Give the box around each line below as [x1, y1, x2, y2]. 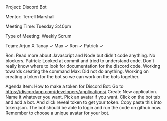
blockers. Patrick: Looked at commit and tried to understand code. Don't [5, 58, 154, 64]
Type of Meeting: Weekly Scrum [5, 33, 72, 39]
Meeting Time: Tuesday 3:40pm [5, 23, 71, 29]
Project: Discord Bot [5, 4, 47, 10]
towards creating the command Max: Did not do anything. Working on [5, 68, 149, 74]
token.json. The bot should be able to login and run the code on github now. [5, 105, 162, 110]
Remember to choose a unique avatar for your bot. [5, 110, 110, 116]
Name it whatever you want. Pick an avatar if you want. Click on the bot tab [5, 94, 160, 100]
